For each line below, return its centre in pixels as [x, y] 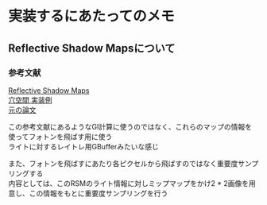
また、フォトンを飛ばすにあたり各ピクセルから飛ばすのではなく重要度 [123, 163]
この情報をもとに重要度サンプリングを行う [99, 193]
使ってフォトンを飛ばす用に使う [60, 137]
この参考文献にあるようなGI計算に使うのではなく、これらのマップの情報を [130, 126]
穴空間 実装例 [30, 99]
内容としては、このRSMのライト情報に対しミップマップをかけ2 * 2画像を [128, 183]
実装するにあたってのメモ [91, 16]
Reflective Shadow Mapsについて [92, 48]
